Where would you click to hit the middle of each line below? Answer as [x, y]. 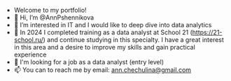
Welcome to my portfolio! [50, 10]
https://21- [207, 32]
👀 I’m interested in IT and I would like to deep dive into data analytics [113, 25]
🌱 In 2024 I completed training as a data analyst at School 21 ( [103, 32]
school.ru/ [28, 40]
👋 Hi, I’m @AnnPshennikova [54, 17]
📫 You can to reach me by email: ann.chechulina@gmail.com [102, 70]
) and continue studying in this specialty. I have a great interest [133, 40]
